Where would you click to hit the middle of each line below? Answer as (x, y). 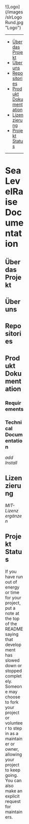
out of (11, 582)
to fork (12, 702)
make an (14, 791)
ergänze (14, 516)
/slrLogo (14, 17)
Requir (13, 403)
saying (12, 634)
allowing (14, 754)
